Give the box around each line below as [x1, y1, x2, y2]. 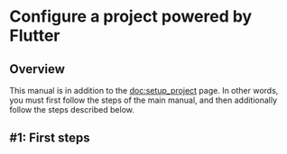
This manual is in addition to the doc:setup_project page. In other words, [9, 86, 279, 95]
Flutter [9, 25, 60, 46]
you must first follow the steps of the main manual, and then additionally [9, 95, 278, 105]
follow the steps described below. [9, 104, 135, 114]
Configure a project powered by [9, 6, 253, 27]
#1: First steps [9, 131, 90, 146]
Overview [9, 61, 66, 77]
